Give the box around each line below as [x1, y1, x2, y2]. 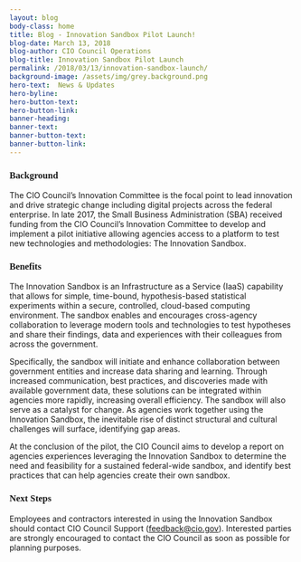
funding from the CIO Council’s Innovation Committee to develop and [9, 219, 267, 230]
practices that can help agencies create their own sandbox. [9, 470, 230, 481]
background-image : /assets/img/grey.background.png [9, 72, 208, 81]
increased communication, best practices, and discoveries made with [9, 376, 268, 386]
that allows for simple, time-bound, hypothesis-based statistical [9, 291, 247, 301]
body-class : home [9, 22, 75, 31]
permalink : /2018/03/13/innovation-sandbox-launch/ [9, 64, 208, 73]
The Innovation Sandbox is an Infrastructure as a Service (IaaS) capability [9, 281, 284, 292]
